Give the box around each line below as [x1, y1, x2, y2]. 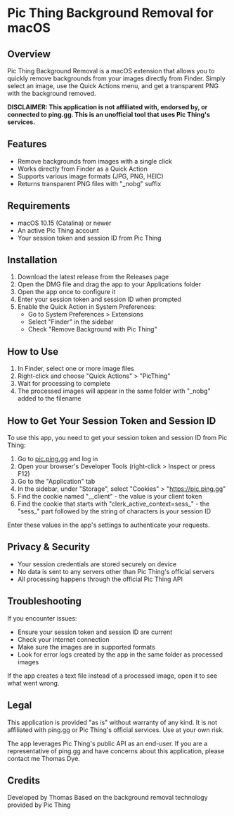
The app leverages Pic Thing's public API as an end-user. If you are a [7, 739, 208, 748]
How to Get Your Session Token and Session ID [7, 415, 216, 427]
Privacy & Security [7, 541, 91, 553]
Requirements [7, 200, 70, 212]
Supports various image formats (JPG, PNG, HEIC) [17, 171, 164, 181]
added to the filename [17, 394, 82, 403]
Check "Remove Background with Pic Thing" [27, 325, 157, 334]
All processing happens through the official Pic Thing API [17, 575, 183, 583]
